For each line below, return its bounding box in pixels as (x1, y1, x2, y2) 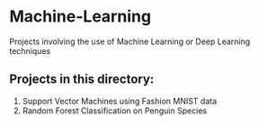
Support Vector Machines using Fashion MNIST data (22, 95, 218, 106)
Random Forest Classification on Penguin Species (22, 105, 208, 116)
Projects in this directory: (9, 72, 155, 87)
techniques (9, 45, 51, 56)
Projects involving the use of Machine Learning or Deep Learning (9, 36, 251, 47)
